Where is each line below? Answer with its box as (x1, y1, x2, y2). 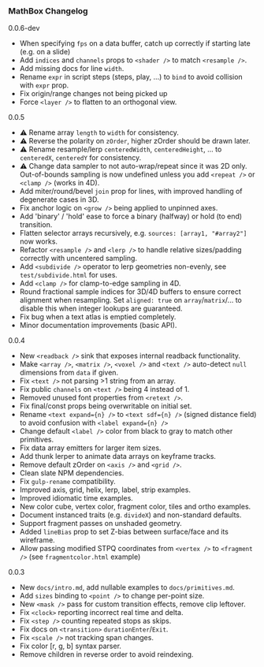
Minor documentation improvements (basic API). (19, 321, 177, 330)
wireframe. (19, 535, 55, 545)
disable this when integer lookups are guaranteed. (19, 304, 183, 313)
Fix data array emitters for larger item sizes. (19, 443, 162, 453)
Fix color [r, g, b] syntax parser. (19, 641, 122, 651)
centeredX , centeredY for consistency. (19, 153, 142, 162)
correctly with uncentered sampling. (19, 254, 138, 263)
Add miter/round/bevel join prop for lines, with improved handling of (19, 187, 243, 196)
